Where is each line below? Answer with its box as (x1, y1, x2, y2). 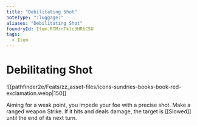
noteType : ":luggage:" (6, 15, 64, 21)
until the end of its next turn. (6, 114, 77, 121)
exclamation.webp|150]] (6, 89, 67, 97)
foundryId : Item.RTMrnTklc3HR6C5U (6, 25, 94, 32)
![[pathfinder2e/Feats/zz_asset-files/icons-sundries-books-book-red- (6, 83, 182, 90)
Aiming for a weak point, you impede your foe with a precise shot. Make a (6, 101, 191, 108)
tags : (6, 31, 20, 38)
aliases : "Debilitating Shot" (6, 20, 83, 26)
